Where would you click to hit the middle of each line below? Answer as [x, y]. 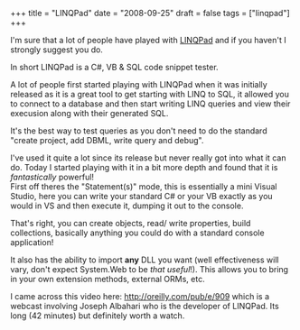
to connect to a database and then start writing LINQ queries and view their [150, 104]
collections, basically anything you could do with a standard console [137, 233]
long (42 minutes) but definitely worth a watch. [98, 316]
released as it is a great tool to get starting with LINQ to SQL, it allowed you [150, 94]
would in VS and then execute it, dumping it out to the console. [127, 206]
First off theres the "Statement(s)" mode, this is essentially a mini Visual [144, 187]
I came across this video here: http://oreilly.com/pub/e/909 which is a [140, 296]
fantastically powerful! [52, 177]
